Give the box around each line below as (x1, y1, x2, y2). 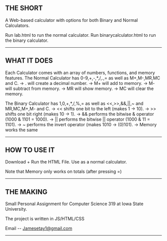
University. (5, 206, 27, 212)
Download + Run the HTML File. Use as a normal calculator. (5, 159, 127, 165)
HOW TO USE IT (5, 146, 55, 155)
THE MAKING (5, 187, 48, 196)
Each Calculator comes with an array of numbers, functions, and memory (5, 70, 155, 76)
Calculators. (5, 22, 30, 28)
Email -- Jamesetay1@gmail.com (5, 226, 73, 232)
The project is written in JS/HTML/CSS (5, 216, 84, 222)
